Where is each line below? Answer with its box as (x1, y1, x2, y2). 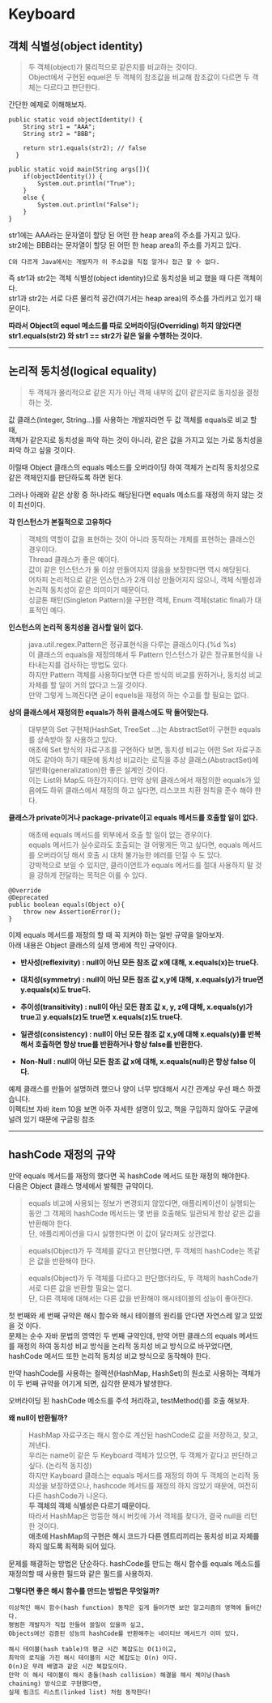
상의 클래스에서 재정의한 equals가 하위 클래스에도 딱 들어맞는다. (8, 707, 209, 717)
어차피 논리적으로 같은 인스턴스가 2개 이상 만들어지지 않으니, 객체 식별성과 (28, 574, 261, 584)
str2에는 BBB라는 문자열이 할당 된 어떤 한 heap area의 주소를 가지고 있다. (8, 241, 241, 249)
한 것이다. (28, 1521, 59, 1531)
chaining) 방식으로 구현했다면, (8, 1680, 103, 1688)
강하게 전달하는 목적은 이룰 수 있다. (36, 870, 147, 879)
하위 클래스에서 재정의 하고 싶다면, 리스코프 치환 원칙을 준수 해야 (49, 785, 253, 794)
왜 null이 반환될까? (8, 1412, 68, 1422)
